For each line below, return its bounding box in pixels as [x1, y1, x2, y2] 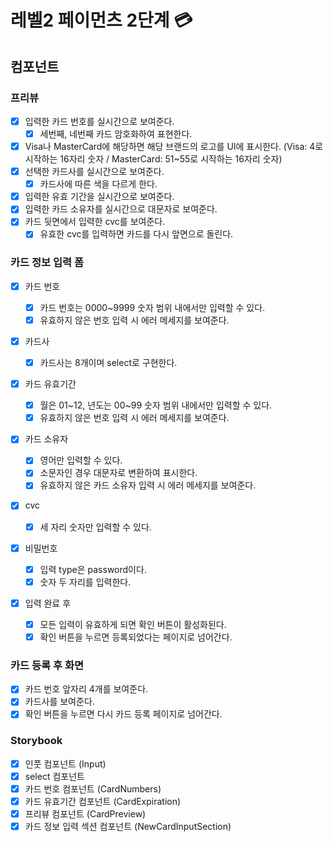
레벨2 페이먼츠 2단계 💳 [10, 9, 193, 32]
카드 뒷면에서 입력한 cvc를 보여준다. [24, 216, 166, 228]
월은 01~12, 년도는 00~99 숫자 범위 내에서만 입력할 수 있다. [39, 399, 273, 411]
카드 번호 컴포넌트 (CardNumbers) [24, 782, 162, 795]
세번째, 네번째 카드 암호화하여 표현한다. [39, 127, 193, 140]
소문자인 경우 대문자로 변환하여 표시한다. [39, 467, 198, 479]
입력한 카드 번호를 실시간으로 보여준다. [24, 115, 175, 127]
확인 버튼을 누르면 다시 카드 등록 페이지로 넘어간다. [24, 708, 223, 720]
